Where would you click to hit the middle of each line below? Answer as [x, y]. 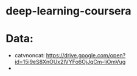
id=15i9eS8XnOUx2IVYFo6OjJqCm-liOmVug [70, 62]
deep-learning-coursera [68, 11]
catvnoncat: [30, 55]
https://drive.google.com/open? [86, 55]
